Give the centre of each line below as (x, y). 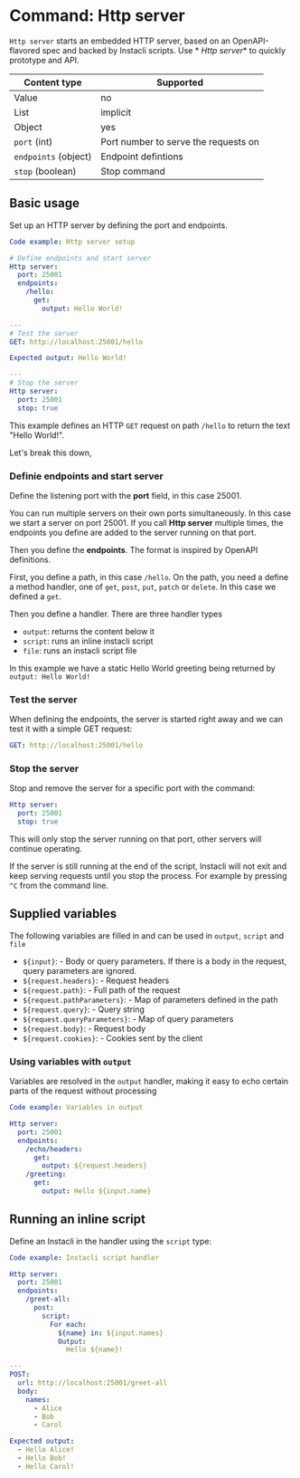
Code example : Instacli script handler (84, 1258)
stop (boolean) (45, 171)
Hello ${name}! (95, 1349)
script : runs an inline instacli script (88, 641)
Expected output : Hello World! (68, 358)
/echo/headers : (54, 1149)
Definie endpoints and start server (87, 476)
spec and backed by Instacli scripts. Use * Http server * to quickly (164, 50)
